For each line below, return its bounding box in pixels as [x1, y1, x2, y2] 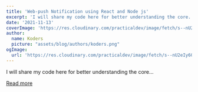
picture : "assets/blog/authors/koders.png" [11, 42, 120, 47]
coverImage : [6, 25, 35, 31]
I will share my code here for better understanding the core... [6, 68, 154, 75]
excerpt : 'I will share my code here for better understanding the [6, 14, 176, 20]
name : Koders [11, 36, 44, 42]
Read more [6, 80, 33, 87]
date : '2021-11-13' [6, 19, 54, 25]
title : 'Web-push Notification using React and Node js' [6, 8, 149, 15]
